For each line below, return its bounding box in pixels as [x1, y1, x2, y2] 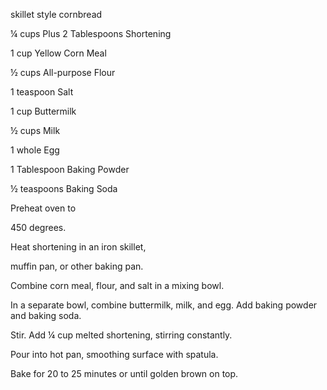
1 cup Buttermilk [10, 105, 77, 117]
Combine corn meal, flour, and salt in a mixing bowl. [10, 280, 225, 291]
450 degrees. [10, 222, 67, 233]
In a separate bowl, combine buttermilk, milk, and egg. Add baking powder [10, 299, 318, 311]
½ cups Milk [10, 125, 61, 136]
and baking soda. [10, 310, 82, 321]
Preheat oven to [10, 202, 77, 214]
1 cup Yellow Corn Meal [10, 47, 107, 59]
